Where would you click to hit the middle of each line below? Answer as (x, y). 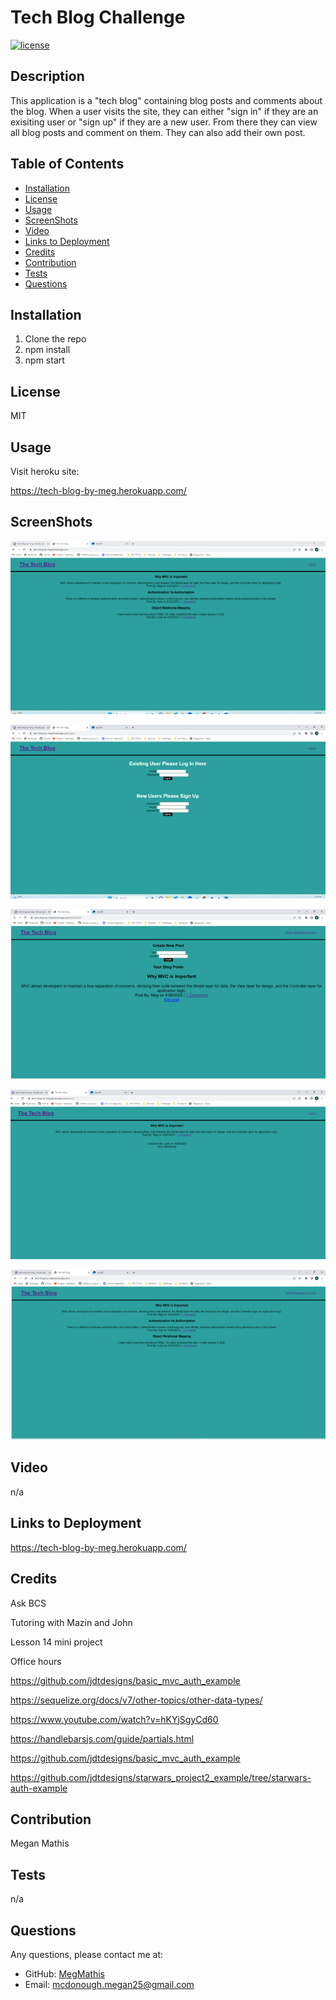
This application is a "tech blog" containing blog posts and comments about (166, 100)
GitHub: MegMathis (64, 1973)
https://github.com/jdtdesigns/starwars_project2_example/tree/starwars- (161, 1777)
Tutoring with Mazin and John (71, 1622)
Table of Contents (67, 164)
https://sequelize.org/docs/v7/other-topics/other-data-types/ (136, 1700)
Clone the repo (55, 339)
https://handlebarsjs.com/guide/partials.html (102, 1738)
